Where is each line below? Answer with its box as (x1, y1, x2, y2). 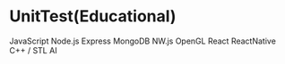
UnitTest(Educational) (9, 6, 177, 27)
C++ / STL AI (9, 44, 57, 55)
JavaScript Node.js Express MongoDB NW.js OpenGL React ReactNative (9, 36, 276, 46)
